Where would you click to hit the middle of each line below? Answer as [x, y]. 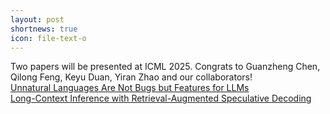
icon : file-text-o [48, 38]
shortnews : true [44, 29]
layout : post [37, 19]
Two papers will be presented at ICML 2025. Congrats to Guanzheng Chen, [165, 67]
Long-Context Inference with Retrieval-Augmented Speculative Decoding [161, 98]
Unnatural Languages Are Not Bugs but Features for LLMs [130, 88]
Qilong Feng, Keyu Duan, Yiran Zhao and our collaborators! [131, 77]
